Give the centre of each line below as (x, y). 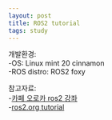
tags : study (28, 30)
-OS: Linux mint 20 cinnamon (57, 63)
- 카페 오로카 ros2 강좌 (43, 98)
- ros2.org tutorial (36, 107)
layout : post (30, 16)
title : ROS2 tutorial (44, 23)
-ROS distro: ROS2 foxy (47, 72)
